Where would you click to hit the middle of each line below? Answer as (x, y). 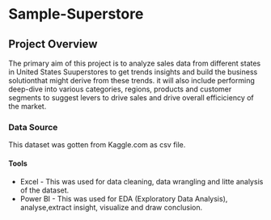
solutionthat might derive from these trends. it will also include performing (131, 80)
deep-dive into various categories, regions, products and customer (120, 89)
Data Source (33, 127)
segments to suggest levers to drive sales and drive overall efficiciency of (131, 97)
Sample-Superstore (76, 14)
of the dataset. (44, 190)
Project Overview (53, 44)
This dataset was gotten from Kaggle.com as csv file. (97, 145)
